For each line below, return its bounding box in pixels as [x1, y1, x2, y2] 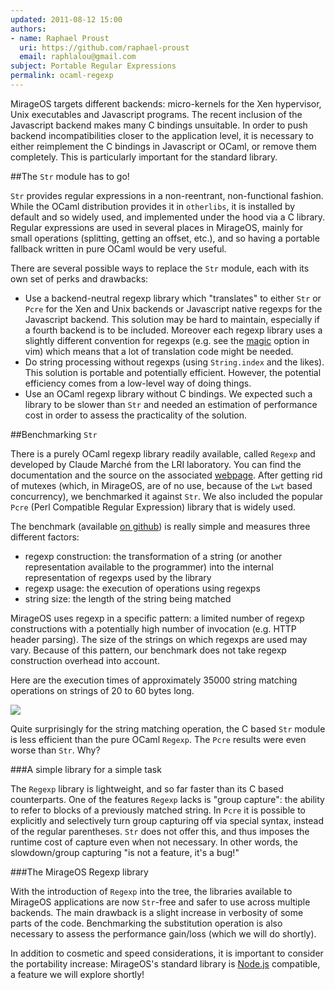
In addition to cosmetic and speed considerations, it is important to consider [10, 947, 324, 959]
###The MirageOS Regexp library [10, 866, 149, 878]
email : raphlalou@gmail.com [19, 52, 137, 62]
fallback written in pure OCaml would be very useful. [10, 242, 227, 255]
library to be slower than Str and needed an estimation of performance [24, 398, 318, 410]
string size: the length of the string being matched [24, 592, 232, 605]
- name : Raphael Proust [10, 33, 110, 43]
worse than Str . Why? [10, 744, 101, 756]
